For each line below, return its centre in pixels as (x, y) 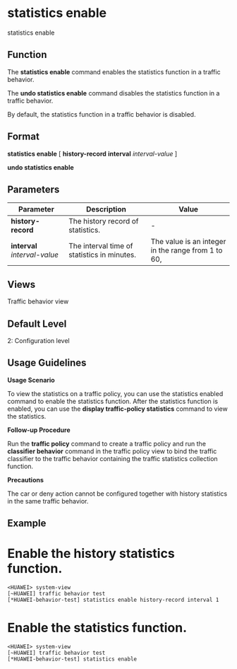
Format (24, 137)
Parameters (34, 189)
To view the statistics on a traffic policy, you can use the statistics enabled (115, 393)
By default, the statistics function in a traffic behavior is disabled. (102, 114)
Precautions (26, 479)
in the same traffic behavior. (48, 501)
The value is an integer (188, 242)
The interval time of (101, 246)
